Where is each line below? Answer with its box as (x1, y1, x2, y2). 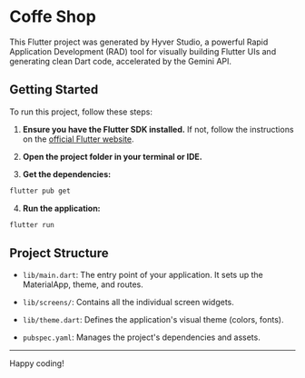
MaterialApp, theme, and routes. (22, 279, 143, 290)
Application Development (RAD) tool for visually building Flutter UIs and (9, 45, 277, 56)
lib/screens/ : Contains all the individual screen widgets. (22, 297, 234, 308)
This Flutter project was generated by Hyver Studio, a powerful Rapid (9, 36, 269, 47)
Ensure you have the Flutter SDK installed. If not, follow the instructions (22, 124, 294, 134)
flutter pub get (9, 186, 71, 195)
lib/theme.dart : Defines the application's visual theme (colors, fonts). (22, 314, 284, 325)
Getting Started (9, 82, 99, 97)
